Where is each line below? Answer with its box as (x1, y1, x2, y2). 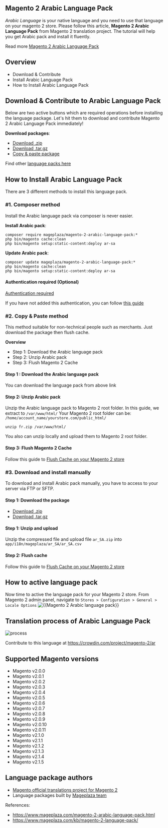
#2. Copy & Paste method (5, 312, 69, 320)
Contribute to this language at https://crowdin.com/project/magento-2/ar (5, 640, 156, 646)
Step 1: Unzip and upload (5, 525, 58, 531)
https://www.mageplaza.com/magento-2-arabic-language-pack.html (12, 811, 155, 818)
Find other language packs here (5, 161, 71, 167)
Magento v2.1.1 (12, 738, 43, 743)
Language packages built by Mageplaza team (12, 792, 107, 798)
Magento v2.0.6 (12, 700, 46, 706)
